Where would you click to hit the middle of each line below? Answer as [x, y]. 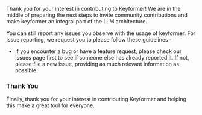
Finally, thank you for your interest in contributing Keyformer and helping [96, 99]
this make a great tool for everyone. [50, 105]
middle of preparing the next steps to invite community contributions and [97, 15]
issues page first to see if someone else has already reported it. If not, [102, 57]
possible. [26, 70]
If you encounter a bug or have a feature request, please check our [98, 51]
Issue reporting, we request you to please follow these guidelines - [89, 39]
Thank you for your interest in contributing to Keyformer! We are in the [93, 9]
